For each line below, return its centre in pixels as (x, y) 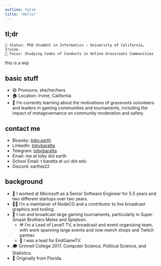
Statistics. (22, 253)
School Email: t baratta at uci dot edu (49, 161)
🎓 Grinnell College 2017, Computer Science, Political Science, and (79, 246)
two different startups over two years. (50, 198)
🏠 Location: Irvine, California (42, 96)
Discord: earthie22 (31, 166)
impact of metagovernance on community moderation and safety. (78, 113)
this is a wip (17, 63)
